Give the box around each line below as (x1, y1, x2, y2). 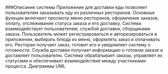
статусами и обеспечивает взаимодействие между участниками (5, 58, 146, 63)
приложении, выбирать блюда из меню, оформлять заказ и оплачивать (5, 36, 160, 42)
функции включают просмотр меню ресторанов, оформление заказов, (5, 15, 159, 21)
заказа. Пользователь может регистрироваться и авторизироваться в (5, 31, 157, 37)
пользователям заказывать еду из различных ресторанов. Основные (5, 10, 155, 16)
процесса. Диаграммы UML (5, 63, 66, 69)
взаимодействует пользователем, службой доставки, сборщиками (5, 26, 150, 32)
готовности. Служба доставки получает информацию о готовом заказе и (5, 47, 163, 53)
